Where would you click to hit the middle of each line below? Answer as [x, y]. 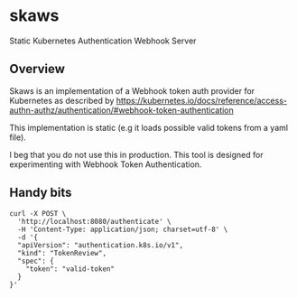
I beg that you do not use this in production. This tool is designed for [136, 154]
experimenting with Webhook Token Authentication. [106, 164]
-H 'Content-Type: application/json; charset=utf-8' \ [123, 229]
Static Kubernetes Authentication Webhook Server [103, 41]
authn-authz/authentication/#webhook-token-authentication [122, 110]
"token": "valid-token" [70, 269]
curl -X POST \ [38, 213]
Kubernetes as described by [62, 100]
